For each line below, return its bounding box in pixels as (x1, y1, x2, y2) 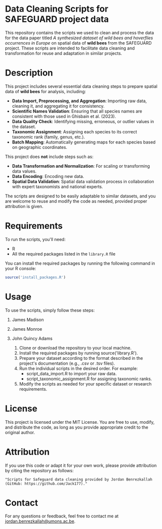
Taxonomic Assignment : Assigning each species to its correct (12, 128, 137, 134)
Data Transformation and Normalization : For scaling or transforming (12, 163, 150, 169)
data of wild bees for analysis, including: (5, 88, 86, 94)
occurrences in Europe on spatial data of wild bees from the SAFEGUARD (5, 40, 152, 46)
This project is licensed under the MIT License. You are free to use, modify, (5, 419, 155, 425)
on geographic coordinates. (12, 144, 68, 150)
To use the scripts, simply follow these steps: (5, 307, 95, 313)
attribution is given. (5, 203, 44, 209)
